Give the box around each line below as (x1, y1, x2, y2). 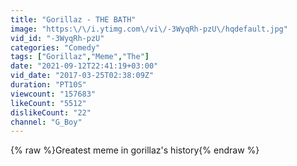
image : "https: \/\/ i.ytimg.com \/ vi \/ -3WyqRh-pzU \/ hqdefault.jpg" (10, 24, 288, 34)
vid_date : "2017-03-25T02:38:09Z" (10, 71, 155, 81)
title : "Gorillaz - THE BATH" (10, 14, 137, 25)
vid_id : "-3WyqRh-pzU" (10, 33, 105, 43)
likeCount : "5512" (10, 98, 87, 108)
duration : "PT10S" (10, 80, 87, 90)
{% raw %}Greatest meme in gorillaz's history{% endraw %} (10, 144, 260, 156)
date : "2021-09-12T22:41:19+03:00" (10, 61, 159, 71)
